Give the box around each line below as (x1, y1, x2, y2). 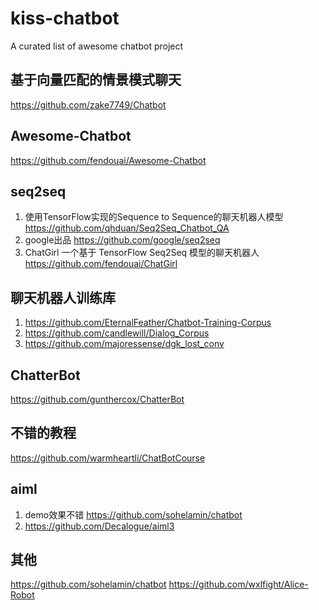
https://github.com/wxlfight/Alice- (168, 578, 309, 591)
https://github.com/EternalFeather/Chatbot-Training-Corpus (24, 317, 272, 329)
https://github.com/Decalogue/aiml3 (24, 520, 175, 532)
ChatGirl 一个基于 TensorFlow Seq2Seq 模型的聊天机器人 (24, 247, 260, 259)
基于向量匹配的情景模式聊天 (10, 72, 182, 89)
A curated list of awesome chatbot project (10, 40, 184, 52)
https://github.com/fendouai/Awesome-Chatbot (10, 154, 207, 166)
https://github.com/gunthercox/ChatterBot (10, 393, 185, 405)
